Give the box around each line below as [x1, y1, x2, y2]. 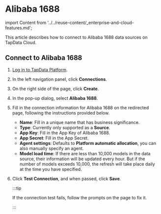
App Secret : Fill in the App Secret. [19, 135, 89, 141]
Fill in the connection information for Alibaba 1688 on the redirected [12, 104, 149, 111]
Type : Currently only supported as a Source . [19, 124, 110, 130]
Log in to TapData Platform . [12, 67, 68, 72]
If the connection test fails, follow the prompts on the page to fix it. [12, 194, 147, 200]
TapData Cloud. [5, 39, 37, 45]
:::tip [12, 185, 22, 191]
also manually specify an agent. [19, 145, 84, 151]
